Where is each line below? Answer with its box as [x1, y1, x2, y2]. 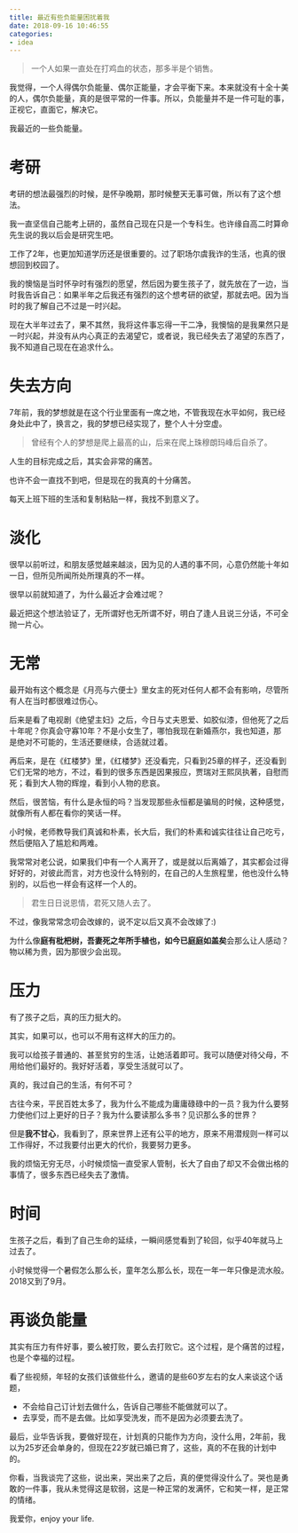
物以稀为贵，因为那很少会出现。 [9, 946, 126, 957]
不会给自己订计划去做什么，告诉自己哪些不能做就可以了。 [21, 1401, 232, 1411]
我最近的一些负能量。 [9, 123, 87, 134]
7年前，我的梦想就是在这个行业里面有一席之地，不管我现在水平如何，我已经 [9, 407, 286, 418]
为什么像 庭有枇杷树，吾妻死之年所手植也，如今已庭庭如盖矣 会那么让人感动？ [9, 936, 289, 945]
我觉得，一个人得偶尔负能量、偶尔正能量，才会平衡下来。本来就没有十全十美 [9, 82, 289, 93]
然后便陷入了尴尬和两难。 [9, 838, 103, 848]
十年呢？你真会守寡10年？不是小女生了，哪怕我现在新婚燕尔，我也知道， [9, 725, 274, 736]
